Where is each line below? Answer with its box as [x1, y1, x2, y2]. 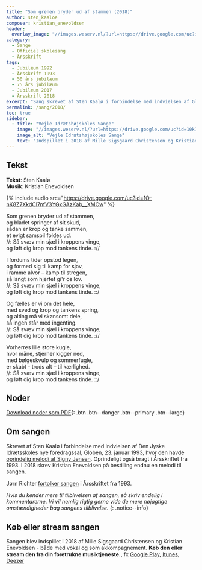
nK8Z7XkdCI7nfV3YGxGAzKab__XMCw [6, 200, 104, 208]
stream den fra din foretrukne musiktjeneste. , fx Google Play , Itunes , [6, 551, 180, 558]
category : [6, 37, 31, 43]
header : [6, 25, 26, 32]
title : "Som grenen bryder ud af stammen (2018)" [6, 8, 133, 15]
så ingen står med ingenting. [6, 319, 77, 326]
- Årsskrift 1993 [11, 71, 55, 77]
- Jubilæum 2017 [11, 87, 52, 93]
